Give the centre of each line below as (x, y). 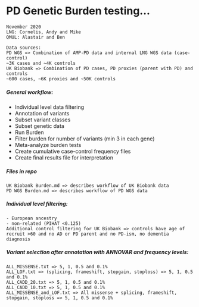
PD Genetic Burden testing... (78, 11)
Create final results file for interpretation (64, 157)
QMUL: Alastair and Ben (36, 37)
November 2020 (24, 27)
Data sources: (24, 48)
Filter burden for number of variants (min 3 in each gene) (85, 139)
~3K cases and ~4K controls (41, 63)
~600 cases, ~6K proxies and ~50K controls (61, 79)
